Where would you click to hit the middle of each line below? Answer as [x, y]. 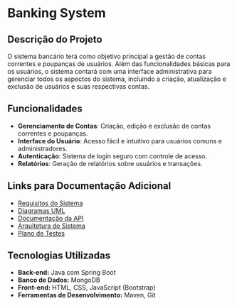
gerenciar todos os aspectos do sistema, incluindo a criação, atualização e [117, 79]
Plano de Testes [41, 233]
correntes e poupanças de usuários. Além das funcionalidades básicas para [119, 64]
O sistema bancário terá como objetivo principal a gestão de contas [107, 56]
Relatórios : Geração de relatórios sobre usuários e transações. [110, 163]
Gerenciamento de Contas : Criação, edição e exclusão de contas [114, 126]
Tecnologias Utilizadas [59, 256]
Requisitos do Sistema [50, 203]
